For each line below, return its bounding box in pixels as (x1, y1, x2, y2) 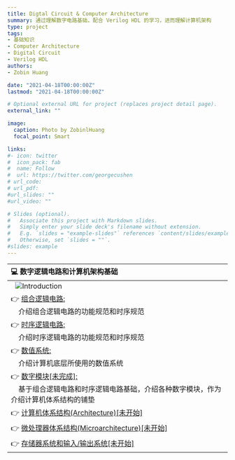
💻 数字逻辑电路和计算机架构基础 (10, 266, 118, 276)
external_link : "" (7, 107, 61, 114)
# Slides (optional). (7, 210, 71, 217)
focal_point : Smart (13, 133, 71, 140)
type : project (7, 23, 49, 30)
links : (7, 145, 27, 153)
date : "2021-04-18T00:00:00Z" (7, 81, 96, 88)
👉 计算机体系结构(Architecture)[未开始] (10, 407, 143, 417)
